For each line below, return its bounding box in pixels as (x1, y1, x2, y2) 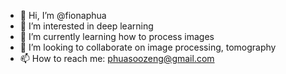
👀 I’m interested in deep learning (19, 20, 154, 32)
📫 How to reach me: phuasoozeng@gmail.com (19, 53, 215, 64)
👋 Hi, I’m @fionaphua (19, 10, 107, 21)
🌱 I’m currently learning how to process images (19, 31, 215, 42)
